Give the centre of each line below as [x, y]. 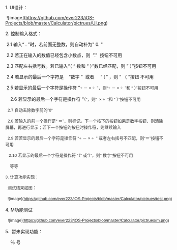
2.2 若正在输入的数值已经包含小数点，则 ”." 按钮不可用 [64, 55]
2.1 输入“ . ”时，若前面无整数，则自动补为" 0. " [55, 44]
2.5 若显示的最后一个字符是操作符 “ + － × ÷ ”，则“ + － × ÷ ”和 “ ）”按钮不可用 [82, 88]
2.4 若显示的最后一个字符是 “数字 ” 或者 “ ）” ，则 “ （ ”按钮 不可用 [80, 77]
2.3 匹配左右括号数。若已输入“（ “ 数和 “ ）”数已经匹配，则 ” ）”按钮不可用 [81, 66]
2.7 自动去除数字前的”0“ [30, 110]
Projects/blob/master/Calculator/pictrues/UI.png [56, 23]
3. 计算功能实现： [22, 177]
